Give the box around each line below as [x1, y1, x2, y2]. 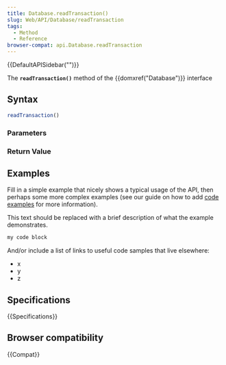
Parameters [7, 128, 47, 138]
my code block [7, 234, 48, 241]
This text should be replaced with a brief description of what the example [7, 214, 214, 222]
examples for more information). [7, 200, 98, 209]
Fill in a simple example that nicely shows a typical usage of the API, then [7, 186, 214, 194]
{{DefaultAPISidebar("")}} [7, 61, 79, 68]
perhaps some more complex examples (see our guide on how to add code [7, 193, 219, 201]
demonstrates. [7, 221, 48, 229]
